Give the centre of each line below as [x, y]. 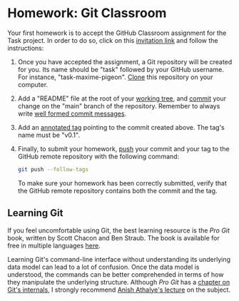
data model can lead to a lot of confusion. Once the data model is [103, 267]
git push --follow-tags [53, 169]
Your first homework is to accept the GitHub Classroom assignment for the [117, 33]
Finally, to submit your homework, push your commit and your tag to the [123, 148]
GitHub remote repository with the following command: [98, 156]
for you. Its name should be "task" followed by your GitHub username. [121, 69]
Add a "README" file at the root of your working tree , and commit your [122, 98]
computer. [33, 84]
